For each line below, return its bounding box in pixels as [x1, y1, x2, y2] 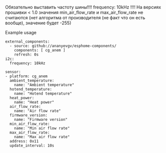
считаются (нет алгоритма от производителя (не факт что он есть [5, 15, 146, 20]
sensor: [5, 69, 21, 74]
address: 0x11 [9, 139, 39, 144]
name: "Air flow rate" [14, 108, 61, 113]
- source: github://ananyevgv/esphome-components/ [9, 44, 117, 49]
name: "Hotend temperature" [14, 91, 72, 96]
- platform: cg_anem [5, 74, 48, 79]
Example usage [5, 30, 37, 35]
